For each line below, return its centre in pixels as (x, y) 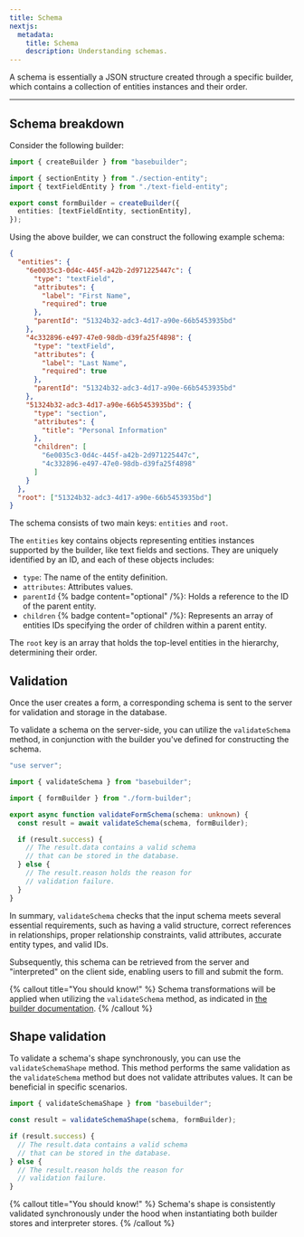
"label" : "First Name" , (86, 296)
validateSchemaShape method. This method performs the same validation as (150, 1068)
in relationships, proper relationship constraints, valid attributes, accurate (146, 935)
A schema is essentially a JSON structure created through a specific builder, (152, 77)
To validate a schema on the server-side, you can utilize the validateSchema (150, 730)
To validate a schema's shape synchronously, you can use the (125, 1058)
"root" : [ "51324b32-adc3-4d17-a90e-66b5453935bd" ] (115, 497)
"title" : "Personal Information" (105, 430)
